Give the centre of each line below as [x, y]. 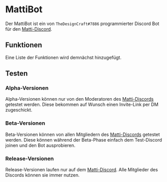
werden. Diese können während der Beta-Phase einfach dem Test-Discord [84, 140]
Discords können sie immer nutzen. [43, 175]
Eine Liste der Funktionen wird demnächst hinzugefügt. [63, 57]
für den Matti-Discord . [29, 29]
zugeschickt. [19, 110]
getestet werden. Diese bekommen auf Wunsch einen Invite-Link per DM [82, 105]
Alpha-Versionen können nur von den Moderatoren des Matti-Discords [80, 99]
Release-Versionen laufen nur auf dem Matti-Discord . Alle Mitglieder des [82, 170]
